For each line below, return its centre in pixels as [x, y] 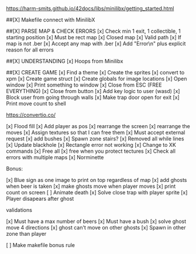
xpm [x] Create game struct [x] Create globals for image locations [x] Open [97, 79]
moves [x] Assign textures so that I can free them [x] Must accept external [96, 132]
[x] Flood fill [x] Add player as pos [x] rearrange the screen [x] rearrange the [98, 126]
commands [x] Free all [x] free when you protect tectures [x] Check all [91, 151]
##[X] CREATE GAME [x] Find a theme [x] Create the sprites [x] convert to [95, 72]
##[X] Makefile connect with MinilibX [51, 20]
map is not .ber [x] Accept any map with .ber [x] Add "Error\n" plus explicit [96, 44]
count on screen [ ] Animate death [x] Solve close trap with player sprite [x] [97, 192]
